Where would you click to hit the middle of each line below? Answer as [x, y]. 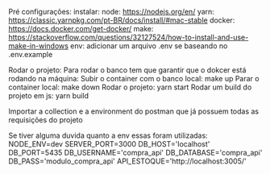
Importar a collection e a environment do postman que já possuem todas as [134, 111]
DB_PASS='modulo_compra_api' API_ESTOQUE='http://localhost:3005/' [128, 161]
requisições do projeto [46, 120]
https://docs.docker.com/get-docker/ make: [81, 29]
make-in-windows [38, 46]
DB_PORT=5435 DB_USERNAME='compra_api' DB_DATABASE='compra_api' [135, 153]
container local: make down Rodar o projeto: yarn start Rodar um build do [130, 87]
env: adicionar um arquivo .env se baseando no [149, 46]
